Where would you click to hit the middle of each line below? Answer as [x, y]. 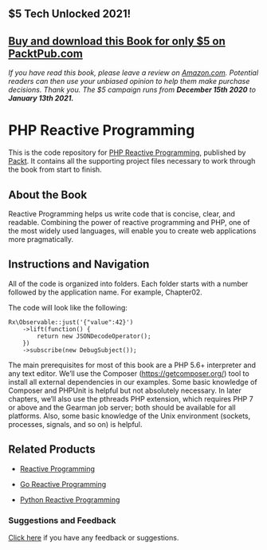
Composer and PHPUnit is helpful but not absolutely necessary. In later [125, 390]
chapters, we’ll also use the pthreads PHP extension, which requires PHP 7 [131, 398]
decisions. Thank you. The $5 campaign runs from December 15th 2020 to [132, 90]
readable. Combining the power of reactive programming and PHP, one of [129, 222]
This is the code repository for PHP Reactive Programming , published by [127, 152]
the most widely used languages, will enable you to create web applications [132, 231]
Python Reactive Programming [70, 500]
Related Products [52, 450]
